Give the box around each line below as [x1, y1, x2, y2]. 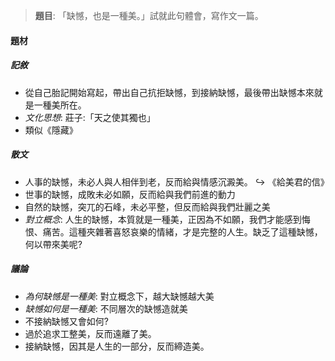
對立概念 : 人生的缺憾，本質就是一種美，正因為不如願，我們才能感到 [24, 213, 302, 225]
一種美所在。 [33, 99, 87, 111]
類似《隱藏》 [24, 124, 78, 136]
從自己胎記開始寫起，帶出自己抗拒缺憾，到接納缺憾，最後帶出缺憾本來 [24, 86, 315, 98]
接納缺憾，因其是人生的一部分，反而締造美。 [24, 340, 210, 352]
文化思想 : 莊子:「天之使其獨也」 [24, 111, 156, 123]
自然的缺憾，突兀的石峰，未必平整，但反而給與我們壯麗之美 [24, 200, 271, 213]
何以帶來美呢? [24, 238, 83, 250]
